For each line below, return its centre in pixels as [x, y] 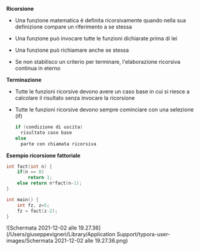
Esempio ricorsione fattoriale [43, 155]
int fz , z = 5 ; [33, 205]
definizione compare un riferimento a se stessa [73, 27]
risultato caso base [46, 133]
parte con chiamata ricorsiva [58, 144]
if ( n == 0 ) [31, 172]
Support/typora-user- [143, 234]
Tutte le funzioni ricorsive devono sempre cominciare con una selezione [104, 110]
